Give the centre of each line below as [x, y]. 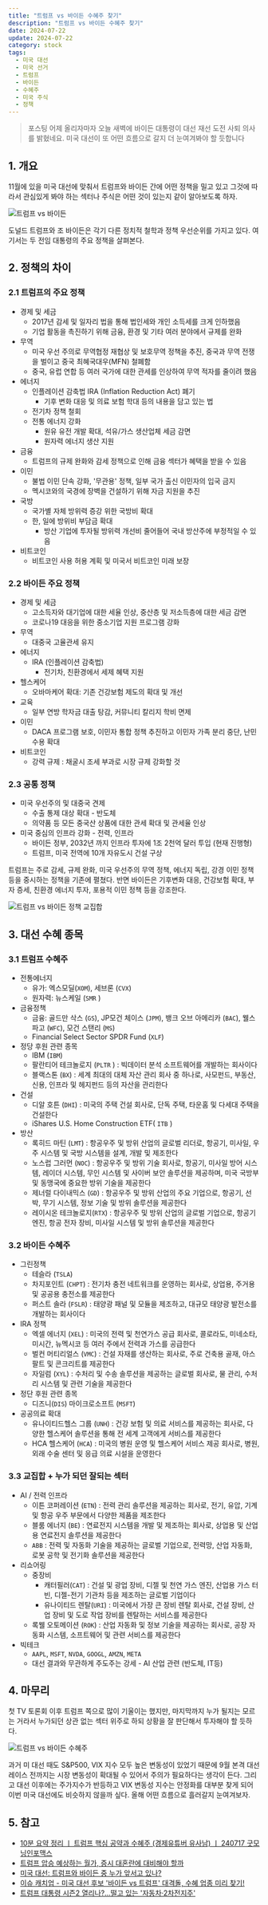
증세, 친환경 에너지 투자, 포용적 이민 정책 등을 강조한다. [101, 890]
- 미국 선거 [32, 68]
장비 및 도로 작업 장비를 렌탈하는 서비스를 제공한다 [130, 1615]
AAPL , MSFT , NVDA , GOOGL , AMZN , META [87, 1653]
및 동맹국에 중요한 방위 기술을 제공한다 [91, 1183]
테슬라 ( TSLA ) [52, 1274]
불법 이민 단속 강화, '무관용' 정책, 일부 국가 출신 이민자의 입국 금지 [134, 481]
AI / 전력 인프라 [43, 1495]
